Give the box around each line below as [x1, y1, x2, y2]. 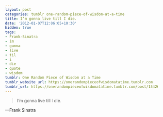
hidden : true [5, 25, 32, 30]
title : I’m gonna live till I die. [5, 16, 77, 21]
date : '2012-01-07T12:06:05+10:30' [5, 20, 77, 26]
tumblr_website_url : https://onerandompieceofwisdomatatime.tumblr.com [5, 79, 153, 84]
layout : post [5, 7, 32, 12]
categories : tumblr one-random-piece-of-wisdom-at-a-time [5, 12, 125, 17]
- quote [5, 66, 21, 71]
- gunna [5, 43, 21, 48]
